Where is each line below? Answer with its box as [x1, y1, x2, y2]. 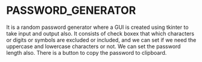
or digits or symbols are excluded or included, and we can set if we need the [6, 36, 197, 43]
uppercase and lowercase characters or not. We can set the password [6, 43, 181, 50]
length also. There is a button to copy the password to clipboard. [6, 49, 167, 56]
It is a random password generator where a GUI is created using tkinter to [6, 23, 189, 31]
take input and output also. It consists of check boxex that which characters [6, 29, 195, 37]
